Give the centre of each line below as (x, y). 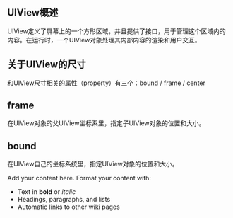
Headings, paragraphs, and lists (64, 200)
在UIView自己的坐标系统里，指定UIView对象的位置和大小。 (93, 164)
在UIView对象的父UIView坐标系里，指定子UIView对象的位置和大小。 (106, 123)
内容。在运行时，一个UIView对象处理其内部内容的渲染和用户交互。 (104, 40)
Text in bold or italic (47, 192)
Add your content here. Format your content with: (79, 178)
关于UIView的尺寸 (47, 65)
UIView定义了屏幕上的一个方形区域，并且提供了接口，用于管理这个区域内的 (116, 31)
